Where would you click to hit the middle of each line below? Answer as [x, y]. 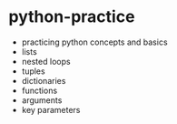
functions [39, 90]
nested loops [46, 61]
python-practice [72, 17]
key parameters [51, 109]
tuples [34, 71]
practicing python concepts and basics [95, 42]
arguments [42, 100]
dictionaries [44, 80]
